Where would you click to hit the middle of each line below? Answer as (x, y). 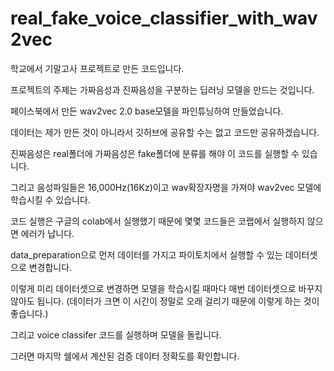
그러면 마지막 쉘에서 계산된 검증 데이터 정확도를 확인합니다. (125, 356)
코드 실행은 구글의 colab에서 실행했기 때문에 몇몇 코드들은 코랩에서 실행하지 (157, 221)
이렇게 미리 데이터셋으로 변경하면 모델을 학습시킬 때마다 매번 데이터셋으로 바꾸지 (166, 288)
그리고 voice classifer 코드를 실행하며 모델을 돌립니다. (116, 334)
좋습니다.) (29, 313)
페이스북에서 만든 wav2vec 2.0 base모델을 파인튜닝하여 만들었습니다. (147, 111)
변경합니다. (50, 267)
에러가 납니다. (47, 233)
